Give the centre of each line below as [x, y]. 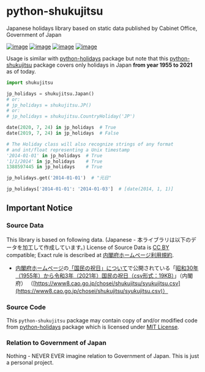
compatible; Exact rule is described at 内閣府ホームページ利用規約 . [90, 255]
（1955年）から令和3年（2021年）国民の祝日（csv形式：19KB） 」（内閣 [104, 275]
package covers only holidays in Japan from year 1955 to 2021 [113, 65]
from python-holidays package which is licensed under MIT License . [93, 327]
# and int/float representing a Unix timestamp [68, 150]
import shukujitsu [30, 83]
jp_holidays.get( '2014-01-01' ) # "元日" [59, 178]
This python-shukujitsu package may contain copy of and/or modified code [102, 321]
